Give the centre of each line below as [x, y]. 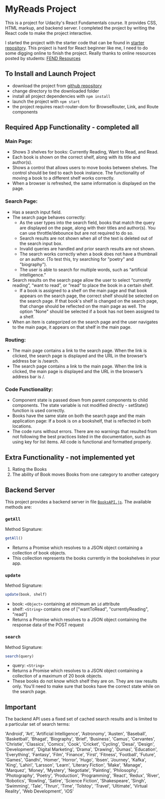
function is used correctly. [39, 411]
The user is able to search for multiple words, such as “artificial [83, 270]
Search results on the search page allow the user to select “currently [82, 280]
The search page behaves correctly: [49, 217]
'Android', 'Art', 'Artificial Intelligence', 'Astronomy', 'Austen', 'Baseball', [76, 734]
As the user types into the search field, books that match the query [87, 222]
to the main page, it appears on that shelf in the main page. [72, 327]
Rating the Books [29, 469]
